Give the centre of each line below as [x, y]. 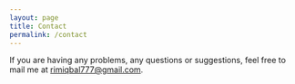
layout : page [34, 18]
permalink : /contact [49, 34]
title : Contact [38, 26]
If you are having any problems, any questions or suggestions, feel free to [148, 61]
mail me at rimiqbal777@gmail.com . [76, 70]
